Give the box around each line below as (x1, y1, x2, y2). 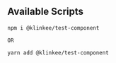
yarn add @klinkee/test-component (7, 49, 110, 56)
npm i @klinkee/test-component (7, 24, 100, 31)
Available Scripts (7, 6, 83, 18)
